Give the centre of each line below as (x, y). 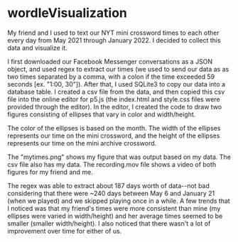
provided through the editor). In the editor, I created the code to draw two (115, 106)
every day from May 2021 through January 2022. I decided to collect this (114, 40)
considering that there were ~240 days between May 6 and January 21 (111, 193)
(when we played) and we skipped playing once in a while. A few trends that (119, 201)
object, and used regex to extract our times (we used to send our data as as (118, 69)
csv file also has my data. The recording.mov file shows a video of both (112, 164)
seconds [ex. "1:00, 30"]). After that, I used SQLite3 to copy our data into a (117, 84)
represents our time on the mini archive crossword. (82, 143)
